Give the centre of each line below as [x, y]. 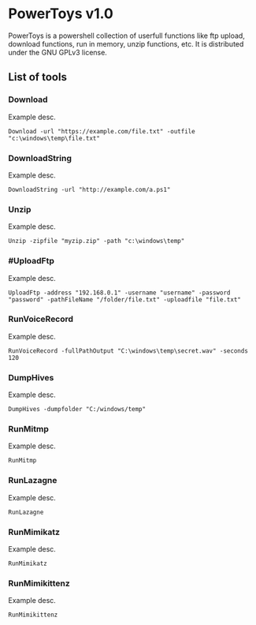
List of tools [37, 77]
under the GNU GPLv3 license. [58, 52]
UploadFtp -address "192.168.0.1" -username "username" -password [119, 293]
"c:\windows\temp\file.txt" [54, 138]
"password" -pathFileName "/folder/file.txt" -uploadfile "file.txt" [125, 299]
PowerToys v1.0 [61, 14]
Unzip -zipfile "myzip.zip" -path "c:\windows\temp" [96, 241]
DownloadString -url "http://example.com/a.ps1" [89, 189]
